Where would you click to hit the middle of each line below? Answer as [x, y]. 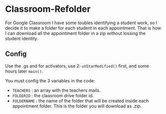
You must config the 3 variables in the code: [50, 80]
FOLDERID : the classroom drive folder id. [53, 95]
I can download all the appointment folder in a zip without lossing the [76, 33]
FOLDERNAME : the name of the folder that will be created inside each [81, 101]
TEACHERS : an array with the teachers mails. [56, 90]
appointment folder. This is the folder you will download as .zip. [77, 106]
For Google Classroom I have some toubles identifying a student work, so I [81, 23]
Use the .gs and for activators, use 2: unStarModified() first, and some [77, 66]
